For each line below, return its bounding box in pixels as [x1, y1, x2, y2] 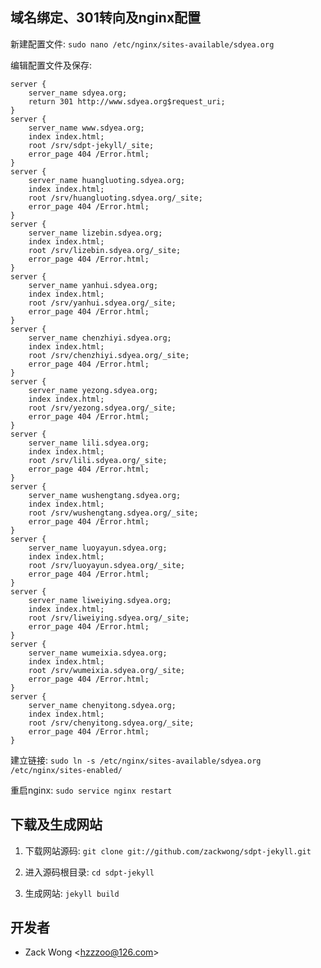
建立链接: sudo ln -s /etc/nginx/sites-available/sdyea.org [10, 754, 262, 766]
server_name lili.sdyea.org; [28, 438, 150, 448]
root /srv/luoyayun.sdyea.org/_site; [28, 560, 186, 570]
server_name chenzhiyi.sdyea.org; [28, 333, 172, 343]
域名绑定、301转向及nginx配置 [10, 9, 202, 27]
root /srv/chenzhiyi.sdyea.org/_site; [28, 350, 190, 360]
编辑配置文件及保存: [10, 59, 93, 71]
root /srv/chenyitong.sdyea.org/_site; [28, 718, 195, 728]
